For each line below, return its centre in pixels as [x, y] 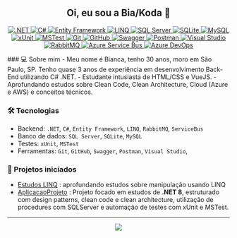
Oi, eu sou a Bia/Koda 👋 [119, 13]
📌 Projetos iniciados [42, 169]
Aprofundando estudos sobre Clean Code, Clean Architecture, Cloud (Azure [118, 84]
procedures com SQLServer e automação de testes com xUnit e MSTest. [123, 207]
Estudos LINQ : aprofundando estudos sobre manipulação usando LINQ [121, 185]
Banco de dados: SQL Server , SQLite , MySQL [80, 136]
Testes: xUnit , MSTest [48, 144]
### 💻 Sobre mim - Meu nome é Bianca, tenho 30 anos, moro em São [110, 59]
